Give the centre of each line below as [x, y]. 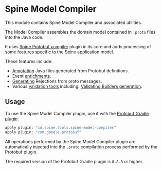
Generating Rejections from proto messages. [57, 81]
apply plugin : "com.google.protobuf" [43, 132]
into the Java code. [24, 37]
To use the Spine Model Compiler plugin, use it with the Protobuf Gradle [77, 113]
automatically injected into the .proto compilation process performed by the [81, 147]
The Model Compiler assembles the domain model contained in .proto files [80, 32]
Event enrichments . [31, 76]
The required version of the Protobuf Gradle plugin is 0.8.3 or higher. [74, 161]
